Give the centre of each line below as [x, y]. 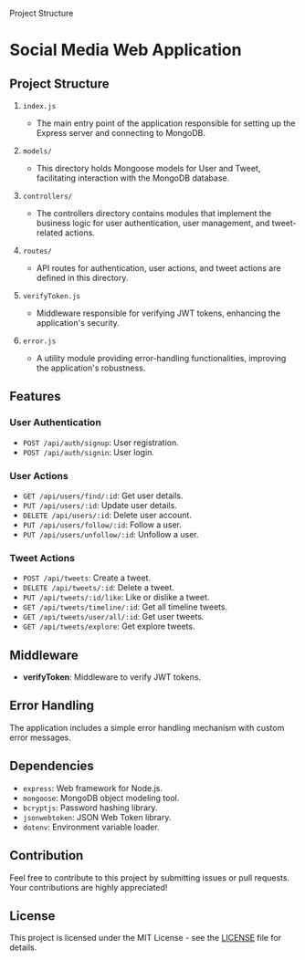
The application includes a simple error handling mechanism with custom [147, 727]
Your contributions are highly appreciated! [89, 887]
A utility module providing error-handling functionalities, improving [161, 358]
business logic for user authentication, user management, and [153, 223]
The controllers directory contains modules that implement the [154, 213]
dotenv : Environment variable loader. [91, 827]
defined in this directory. [82, 278]
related [50, 233]
